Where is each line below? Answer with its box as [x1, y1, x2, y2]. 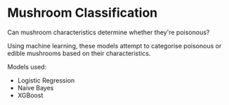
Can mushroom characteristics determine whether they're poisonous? [7, 28, 210, 36]
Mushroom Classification [7, 5, 158, 21]
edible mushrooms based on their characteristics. [7, 49, 151, 57]
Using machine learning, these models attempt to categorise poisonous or [7, 41, 222, 50]
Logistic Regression [17, 76, 75, 85]
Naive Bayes [17, 83, 54, 92]
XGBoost [17, 91, 44, 99]
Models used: [7, 62, 47, 71]
